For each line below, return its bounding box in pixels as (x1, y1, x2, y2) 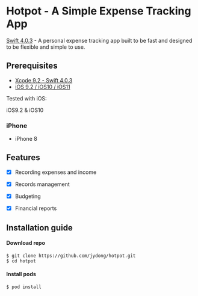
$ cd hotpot (6, 257, 36, 264)
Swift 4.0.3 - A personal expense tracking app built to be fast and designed (6, 37, 193, 44)
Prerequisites (6, 61, 58, 71)
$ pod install (6, 284, 42, 290)
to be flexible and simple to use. (6, 43, 85, 51)
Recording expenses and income (14, 168, 97, 176)
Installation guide (6, 223, 73, 233)
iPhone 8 (14, 135, 37, 143)
